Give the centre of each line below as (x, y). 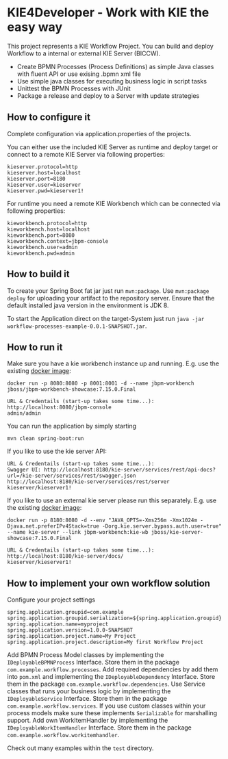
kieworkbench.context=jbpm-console (58, 241)
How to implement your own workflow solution (109, 583)
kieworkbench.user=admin (42, 247)
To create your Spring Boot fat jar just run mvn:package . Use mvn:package (108, 291)
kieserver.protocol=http (42, 167)
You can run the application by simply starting (72, 426)
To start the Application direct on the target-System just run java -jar (106, 318)
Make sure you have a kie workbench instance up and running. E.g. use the (113, 363)
